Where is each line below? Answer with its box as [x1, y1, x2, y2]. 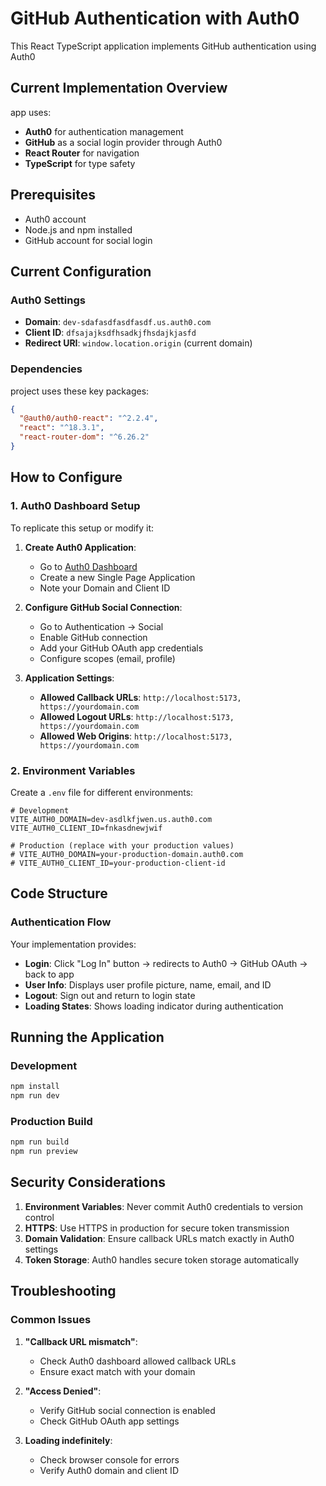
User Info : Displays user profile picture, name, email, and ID [24, 978, 272, 991]
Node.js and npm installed [24, 223, 133, 236]
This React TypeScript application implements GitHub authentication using [10, 40, 317, 52]
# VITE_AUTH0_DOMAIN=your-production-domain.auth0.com [10, 849, 244, 859]
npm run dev [10, 1091, 60, 1101]
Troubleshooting [10, 1283, 117, 1300]
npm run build [10, 1137, 70, 1147]
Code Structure [10, 885, 108, 902]
